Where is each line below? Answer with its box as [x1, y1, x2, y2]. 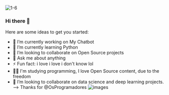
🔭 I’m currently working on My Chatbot [12, 39, 94, 45]
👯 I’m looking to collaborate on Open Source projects [12, 50, 124, 56]
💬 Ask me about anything [12, 55, 66, 61]
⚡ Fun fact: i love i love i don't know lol [12, 61, 93, 67]
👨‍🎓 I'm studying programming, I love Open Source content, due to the [12, 68, 159, 74]
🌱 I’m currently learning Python [12, 44, 78, 50]
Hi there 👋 [5, 17, 31, 24]
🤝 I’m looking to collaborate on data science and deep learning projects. [12, 79, 164, 85]
